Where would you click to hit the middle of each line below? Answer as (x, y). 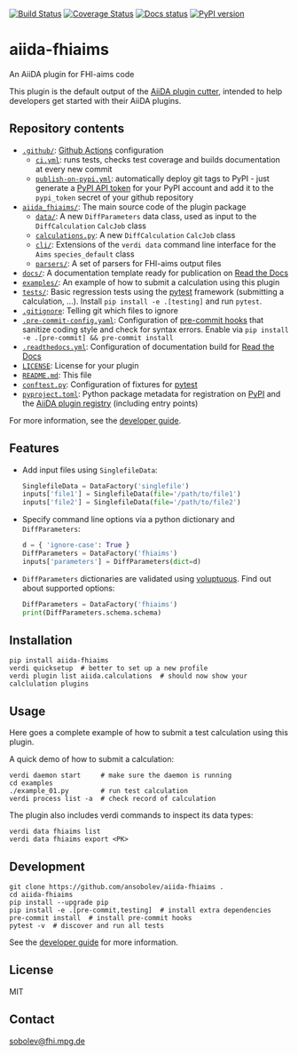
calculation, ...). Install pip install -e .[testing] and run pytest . (142, 301)
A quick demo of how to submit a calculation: (92, 759)
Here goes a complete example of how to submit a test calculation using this (149, 733)
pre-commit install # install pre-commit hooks (101, 918)
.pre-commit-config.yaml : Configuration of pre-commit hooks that (143, 320)
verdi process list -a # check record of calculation (113, 799)
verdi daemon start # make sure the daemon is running (121, 776)
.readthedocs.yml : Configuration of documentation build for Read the (148, 346)
